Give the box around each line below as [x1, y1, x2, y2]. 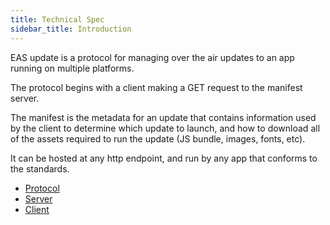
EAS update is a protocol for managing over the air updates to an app [10, 51, 295, 63]
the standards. [10, 162, 70, 175]
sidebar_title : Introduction [10, 24, 132, 34]
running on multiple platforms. [10, 62, 135, 74]
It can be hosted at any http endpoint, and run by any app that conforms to [10, 152, 318, 164]
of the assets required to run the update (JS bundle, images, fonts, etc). [10, 132, 306, 145]
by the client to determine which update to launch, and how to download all [10, 122, 321, 134]
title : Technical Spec [10, 14, 105, 25]
